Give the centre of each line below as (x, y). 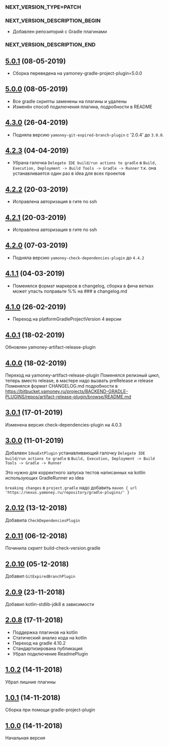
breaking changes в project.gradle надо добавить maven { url (71, 487)
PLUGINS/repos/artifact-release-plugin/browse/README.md (68, 397)
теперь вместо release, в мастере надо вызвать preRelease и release (79, 381)
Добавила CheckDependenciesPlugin (43, 520)
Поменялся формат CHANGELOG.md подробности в (62, 386)
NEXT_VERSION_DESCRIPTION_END (50, 45)
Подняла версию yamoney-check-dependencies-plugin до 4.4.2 (78, 258)
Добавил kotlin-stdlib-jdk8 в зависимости (50, 604)
